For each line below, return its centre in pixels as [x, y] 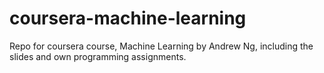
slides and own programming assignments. [98, 56]
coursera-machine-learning [128, 18]
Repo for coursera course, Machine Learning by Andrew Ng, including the [161, 46]
